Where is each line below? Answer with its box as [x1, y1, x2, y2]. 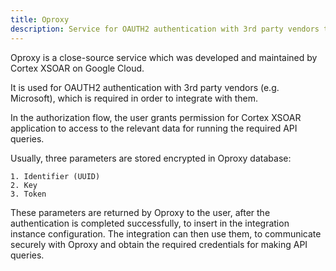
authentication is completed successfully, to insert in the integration [10, 217, 290, 229]
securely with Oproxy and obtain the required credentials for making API [10, 238, 308, 250]
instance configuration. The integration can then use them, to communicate [10, 227, 322, 240]
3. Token [10, 189, 47, 199]
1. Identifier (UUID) [10, 171, 101, 181]
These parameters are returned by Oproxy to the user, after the [10, 206, 271, 218]
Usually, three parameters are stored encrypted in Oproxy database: [10, 152, 292, 164]
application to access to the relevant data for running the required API [10, 122, 298, 134]
